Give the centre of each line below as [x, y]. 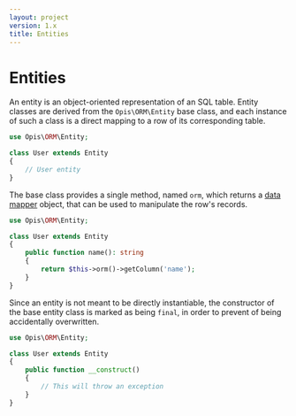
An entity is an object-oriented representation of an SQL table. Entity [134, 102]
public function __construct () [83, 370]
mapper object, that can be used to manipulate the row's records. [129, 204]
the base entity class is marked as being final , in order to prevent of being [145, 312]
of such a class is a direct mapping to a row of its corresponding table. [137, 121]
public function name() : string [84, 253]
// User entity [53, 169]
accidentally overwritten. [54, 321]
